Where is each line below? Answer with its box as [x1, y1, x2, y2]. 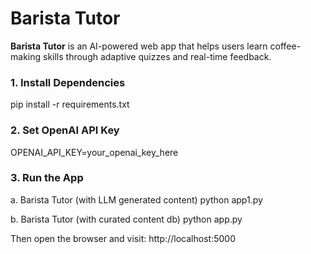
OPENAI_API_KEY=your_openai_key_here [10, 146, 179, 158]
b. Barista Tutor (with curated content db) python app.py [10, 213, 243, 225]
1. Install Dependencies [10, 75, 126, 89]
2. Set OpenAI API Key [10, 123, 120, 137]
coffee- [269, 40, 302, 52]
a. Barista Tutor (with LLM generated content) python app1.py [10, 193, 263, 206]
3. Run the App [10, 171, 84, 185]
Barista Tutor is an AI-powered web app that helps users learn [10, 40, 268, 52]
